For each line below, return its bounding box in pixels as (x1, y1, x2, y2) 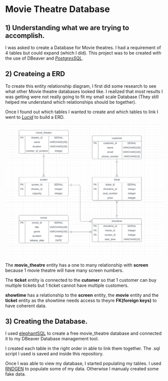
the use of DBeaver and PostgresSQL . (5, 55, 84, 61)
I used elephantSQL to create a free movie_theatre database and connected (5, 330, 162, 336)
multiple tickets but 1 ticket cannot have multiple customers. (5, 282, 129, 288)
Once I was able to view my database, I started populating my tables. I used (5, 360, 161, 366)
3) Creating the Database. (5, 317, 88, 325)
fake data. (5, 371, 26, 377)
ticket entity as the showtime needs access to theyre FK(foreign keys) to (5, 297, 157, 303)
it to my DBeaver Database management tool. (5, 336, 99, 342)
